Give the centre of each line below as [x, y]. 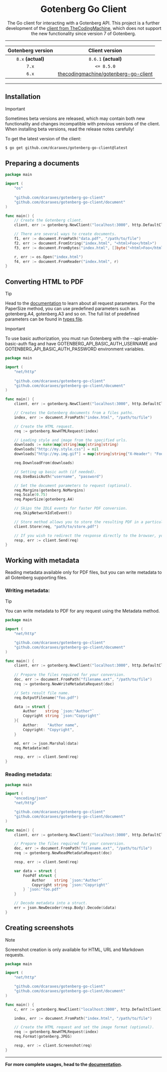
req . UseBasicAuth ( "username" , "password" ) [59, 476]
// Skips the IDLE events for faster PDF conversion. [71, 509]
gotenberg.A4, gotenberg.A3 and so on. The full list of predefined [72, 314]
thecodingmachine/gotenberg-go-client [105, 74]
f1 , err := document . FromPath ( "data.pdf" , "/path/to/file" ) [78, 239]
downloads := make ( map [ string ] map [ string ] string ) [67, 445]
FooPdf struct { [40, 875]
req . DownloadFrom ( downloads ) [44, 463]
